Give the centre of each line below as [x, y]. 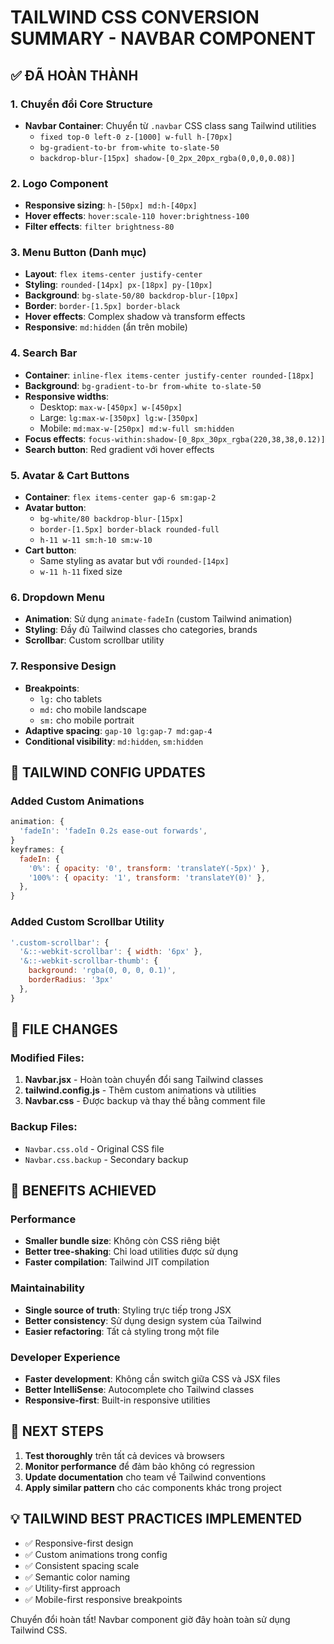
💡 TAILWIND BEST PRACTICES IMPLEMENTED [156, 1519]
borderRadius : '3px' [71, 980]
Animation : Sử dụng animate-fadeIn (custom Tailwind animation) [158, 619]
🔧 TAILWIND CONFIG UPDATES [108, 772]
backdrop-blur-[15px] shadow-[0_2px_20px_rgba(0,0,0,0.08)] [167, 158]
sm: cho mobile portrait [87, 720]
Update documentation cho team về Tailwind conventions [145, 1477]
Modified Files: [47, 1058]
